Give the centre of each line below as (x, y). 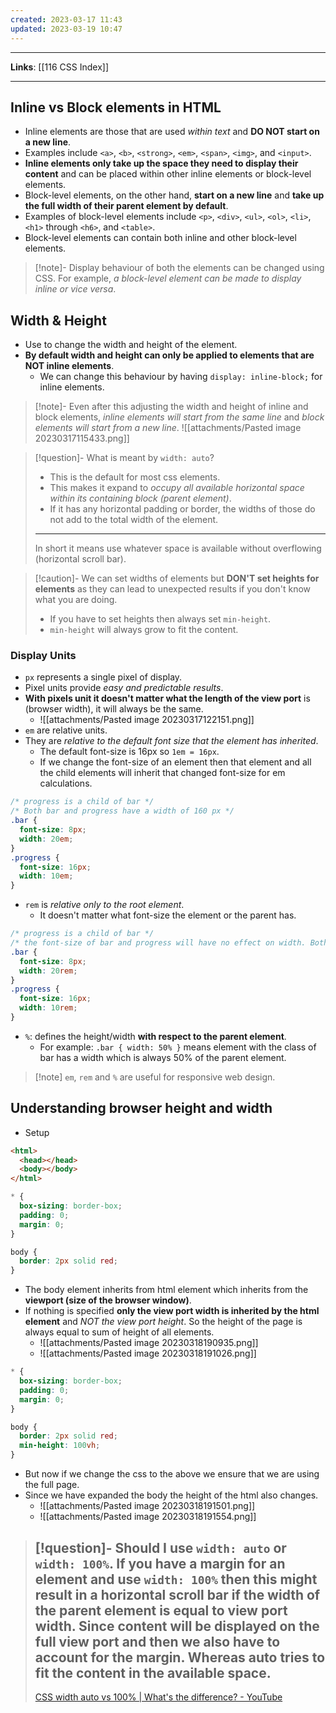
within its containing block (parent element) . (140, 498)
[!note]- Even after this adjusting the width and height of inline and (171, 407)
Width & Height (58, 320)
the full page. (52, 1485)
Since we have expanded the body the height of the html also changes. (171, 1495)
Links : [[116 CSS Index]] (60, 67)
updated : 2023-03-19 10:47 (66, 29)
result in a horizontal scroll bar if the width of (177, 1594)
